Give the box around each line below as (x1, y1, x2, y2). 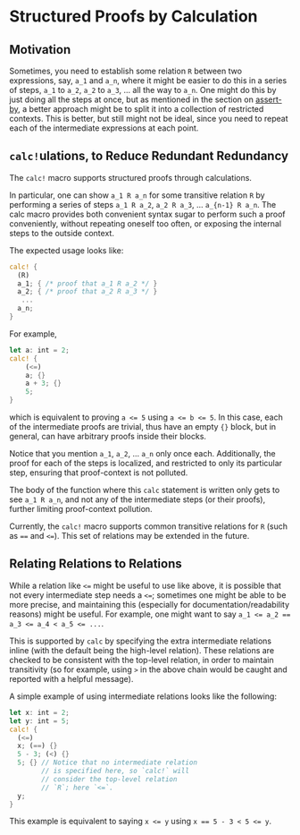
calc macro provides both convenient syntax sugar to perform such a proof (9, 209, 286, 219)
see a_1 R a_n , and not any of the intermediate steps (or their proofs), (9, 494, 266, 505)
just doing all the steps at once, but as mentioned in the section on (9, 94, 254, 105)
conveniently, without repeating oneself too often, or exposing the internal (9, 217, 282, 229)
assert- (255, 94, 283, 105)
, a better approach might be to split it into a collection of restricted (17, 104, 264, 114)
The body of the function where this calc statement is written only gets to (9, 485, 280, 496)
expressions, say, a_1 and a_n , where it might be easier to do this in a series (9, 75, 287, 86)
